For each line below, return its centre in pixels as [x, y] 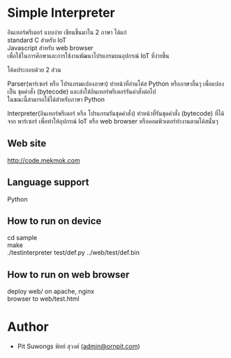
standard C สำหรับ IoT [37, 40]
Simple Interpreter [61, 13]
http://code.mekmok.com [44, 160]
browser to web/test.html [43, 299]
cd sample [22, 238]
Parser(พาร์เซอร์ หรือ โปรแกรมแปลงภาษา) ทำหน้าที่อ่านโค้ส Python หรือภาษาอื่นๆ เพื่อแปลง [116, 83]
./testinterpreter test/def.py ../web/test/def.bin [73, 253]
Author [28, 327]
